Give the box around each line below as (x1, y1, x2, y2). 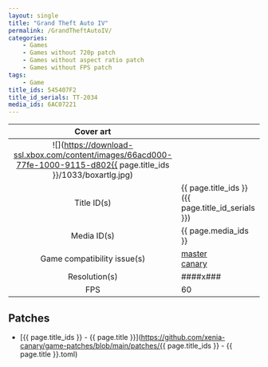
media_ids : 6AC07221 (8, 101, 77, 109)
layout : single (8, 11, 59, 20)
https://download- (63, 140, 134, 151)
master (180, 248, 207, 259)
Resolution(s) (67, 271, 118, 282)
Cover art (74, 126, 112, 137)
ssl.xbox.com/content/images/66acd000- (13, 149, 173, 160)
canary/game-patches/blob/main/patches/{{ (19, 341, 166, 350)
